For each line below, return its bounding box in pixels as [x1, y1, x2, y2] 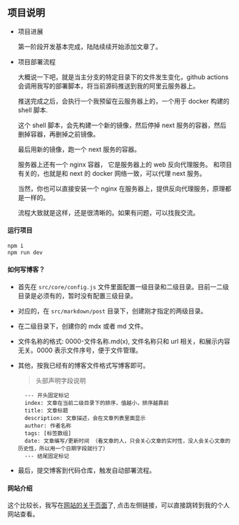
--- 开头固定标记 [24, 391, 70, 399]
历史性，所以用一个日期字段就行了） [17, 445, 108, 452]
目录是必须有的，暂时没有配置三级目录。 [17, 291, 137, 300]
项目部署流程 [17, 57, 56, 66]
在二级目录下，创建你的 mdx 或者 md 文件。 [17, 321, 148, 330]
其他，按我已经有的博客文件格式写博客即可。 [17, 361, 150, 369]
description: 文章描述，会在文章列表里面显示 [24, 414, 146, 421]
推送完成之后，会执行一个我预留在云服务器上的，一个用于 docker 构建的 [17, 96, 230, 105]
